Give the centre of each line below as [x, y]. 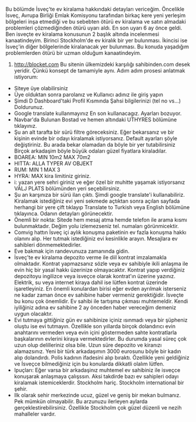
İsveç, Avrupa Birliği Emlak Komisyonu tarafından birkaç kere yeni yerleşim [96, 15]
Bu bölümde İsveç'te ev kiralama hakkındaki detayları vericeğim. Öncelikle [95, 9]
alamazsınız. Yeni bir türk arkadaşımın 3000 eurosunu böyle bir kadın [97, 351]
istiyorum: [26, 77]
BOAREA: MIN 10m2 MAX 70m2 [52, 157]
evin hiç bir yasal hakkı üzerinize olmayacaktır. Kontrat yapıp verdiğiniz [99, 270]
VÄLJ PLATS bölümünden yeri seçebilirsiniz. [67, 188]
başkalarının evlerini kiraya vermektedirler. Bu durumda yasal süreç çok [100, 339]
